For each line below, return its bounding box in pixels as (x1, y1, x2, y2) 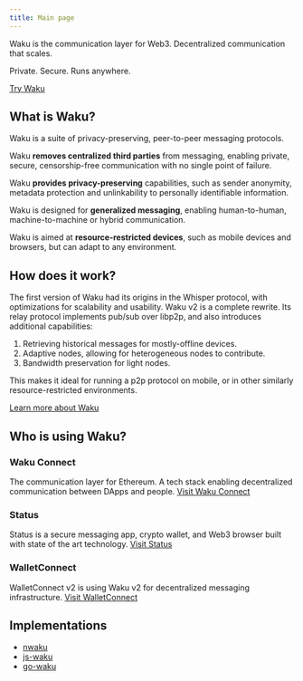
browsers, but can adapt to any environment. (9, 242, 177, 253)
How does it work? (9, 268, 117, 283)
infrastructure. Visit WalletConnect (9, 591, 138, 602)
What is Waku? (9, 110, 96, 125)
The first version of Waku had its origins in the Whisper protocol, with (9, 292, 269, 303)
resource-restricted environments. (9, 385, 137, 396)
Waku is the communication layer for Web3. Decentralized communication (9, 38, 286, 49)
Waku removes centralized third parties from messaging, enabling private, (9, 150, 290, 161)
